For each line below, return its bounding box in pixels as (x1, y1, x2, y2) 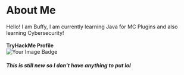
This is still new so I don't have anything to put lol (6, 61, 131, 69)
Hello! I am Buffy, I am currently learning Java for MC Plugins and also (6, 23, 178, 30)
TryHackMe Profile (6, 42, 54, 49)
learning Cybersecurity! (6, 29, 64, 36)
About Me (6, 4, 56, 17)
